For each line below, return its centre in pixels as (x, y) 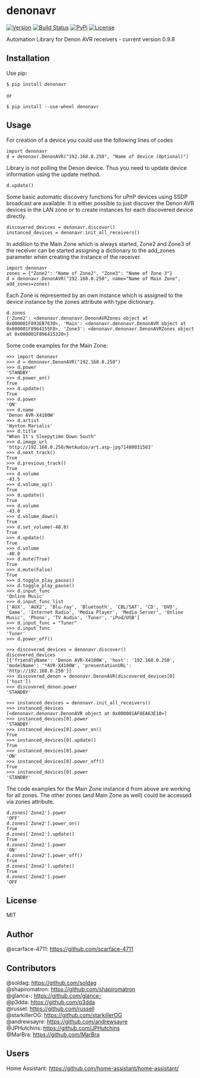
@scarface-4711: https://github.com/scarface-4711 (70, 949)
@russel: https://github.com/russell (50, 1009)
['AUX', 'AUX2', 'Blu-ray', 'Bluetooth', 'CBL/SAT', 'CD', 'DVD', (92, 607)
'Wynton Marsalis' (29, 426)
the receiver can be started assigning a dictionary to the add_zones (91, 250)
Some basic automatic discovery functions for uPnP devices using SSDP (97, 197)
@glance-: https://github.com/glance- (54, 996)
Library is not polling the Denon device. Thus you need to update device (97, 167)
